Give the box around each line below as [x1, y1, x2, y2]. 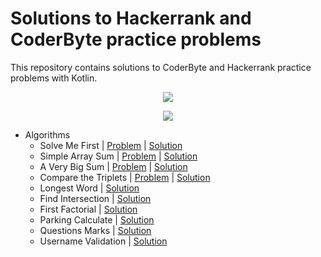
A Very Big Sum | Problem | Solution [39, 160, 188, 172]
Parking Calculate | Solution [39, 213, 155, 226]
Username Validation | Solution [39, 235, 168, 247]
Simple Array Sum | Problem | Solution [39, 150, 198, 162]
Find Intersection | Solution [39, 192, 152, 204]
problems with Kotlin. [10, 72, 98, 84]
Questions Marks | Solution [39, 224, 152, 236]
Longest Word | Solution [39, 182, 140, 194]
